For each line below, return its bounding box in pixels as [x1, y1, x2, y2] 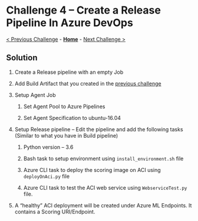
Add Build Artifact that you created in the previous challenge [14, 80, 161, 87]
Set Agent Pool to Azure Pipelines [23, 103, 105, 110]
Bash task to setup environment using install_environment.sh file [23, 155, 184, 162]
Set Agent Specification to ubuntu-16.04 [23, 114, 121, 121]
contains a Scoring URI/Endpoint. [14, 208, 95, 215]
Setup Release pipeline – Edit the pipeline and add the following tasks [14, 125, 184, 133]
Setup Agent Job [14, 91, 56, 98]
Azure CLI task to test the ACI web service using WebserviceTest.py [23, 184, 187, 191]
